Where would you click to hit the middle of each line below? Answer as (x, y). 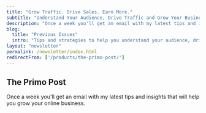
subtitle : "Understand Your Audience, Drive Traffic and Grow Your (94, 18)
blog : (13, 29)
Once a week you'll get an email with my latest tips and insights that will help (103, 97)
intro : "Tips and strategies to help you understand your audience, (101, 40)
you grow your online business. (46, 103)
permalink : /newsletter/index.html (52, 52)
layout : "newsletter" (34, 46)
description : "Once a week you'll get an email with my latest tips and (101, 23)
